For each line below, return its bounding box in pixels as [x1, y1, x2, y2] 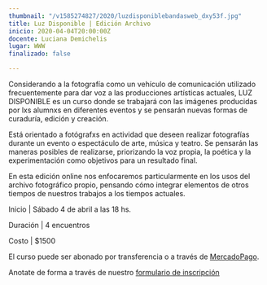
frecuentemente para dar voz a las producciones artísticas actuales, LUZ [8, 88, 253, 98]
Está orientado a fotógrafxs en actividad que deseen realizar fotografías [8, 129, 250, 139]
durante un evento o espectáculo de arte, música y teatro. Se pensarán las [8, 138, 259, 147]
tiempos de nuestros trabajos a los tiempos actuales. [8, 189, 186, 198]
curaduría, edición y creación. [8, 114, 109, 123]
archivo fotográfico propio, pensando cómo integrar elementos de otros [8, 180, 250, 190]
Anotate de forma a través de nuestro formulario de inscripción [8, 268, 220, 277]
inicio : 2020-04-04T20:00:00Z [8, 27, 112, 35]
